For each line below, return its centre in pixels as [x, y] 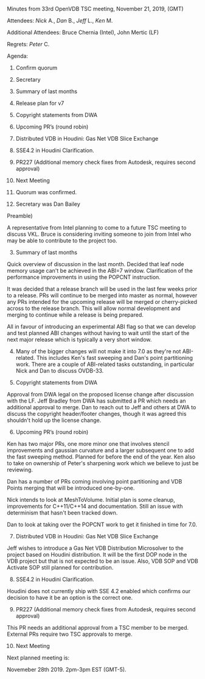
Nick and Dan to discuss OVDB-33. [60, 371]
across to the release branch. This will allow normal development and [94, 308]
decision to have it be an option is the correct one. [70, 597]
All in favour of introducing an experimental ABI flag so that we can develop [102, 326]
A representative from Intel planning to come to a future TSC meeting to [97, 227]
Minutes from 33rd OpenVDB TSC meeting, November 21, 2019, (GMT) [96, 9]
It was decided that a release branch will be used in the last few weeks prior [102, 289]
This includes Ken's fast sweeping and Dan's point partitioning [115, 358]
